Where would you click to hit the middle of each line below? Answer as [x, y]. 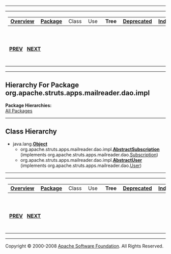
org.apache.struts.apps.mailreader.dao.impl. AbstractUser [81, 160]
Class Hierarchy [31, 132]
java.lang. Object [30, 144]
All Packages [19, 110]
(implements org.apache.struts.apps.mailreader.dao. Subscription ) [89, 154]
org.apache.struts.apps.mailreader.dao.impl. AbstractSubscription [90, 149]
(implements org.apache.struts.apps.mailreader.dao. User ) [81, 165]
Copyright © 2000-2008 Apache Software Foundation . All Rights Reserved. [84, 246]
